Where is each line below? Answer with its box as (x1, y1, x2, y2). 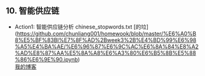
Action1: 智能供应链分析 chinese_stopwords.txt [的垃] (14, 23, 149, 30)
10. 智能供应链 (6, 5, 60, 16)
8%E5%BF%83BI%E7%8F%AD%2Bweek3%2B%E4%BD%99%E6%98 (14, 36, 197, 44)
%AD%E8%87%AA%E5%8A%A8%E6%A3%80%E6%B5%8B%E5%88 (14, 49, 196, 57)
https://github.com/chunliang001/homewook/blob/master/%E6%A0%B (17, 30, 197, 37)
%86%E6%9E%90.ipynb (14, 55, 78, 63)
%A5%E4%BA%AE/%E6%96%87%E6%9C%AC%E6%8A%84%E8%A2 (14, 43, 199, 50)
